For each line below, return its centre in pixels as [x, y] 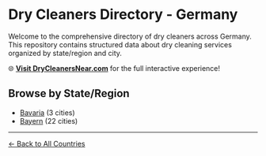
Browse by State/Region [69, 93]
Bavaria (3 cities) [47, 113]
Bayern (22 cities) [49, 121]
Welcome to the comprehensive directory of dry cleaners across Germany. [130, 36]
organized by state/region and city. [65, 53]
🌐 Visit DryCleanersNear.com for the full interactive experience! [114, 68]
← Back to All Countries [47, 143]
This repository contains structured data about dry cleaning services [120, 44]
